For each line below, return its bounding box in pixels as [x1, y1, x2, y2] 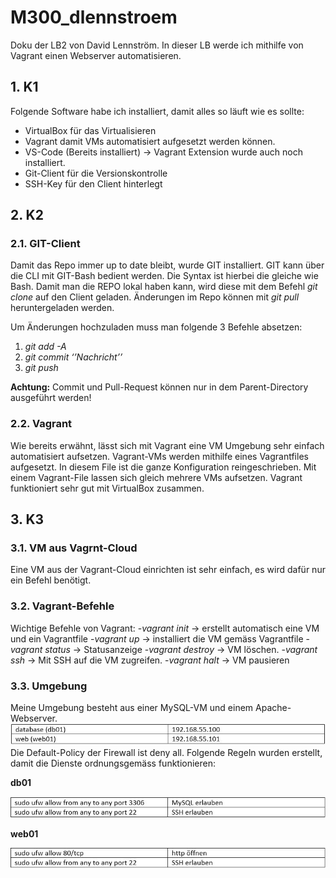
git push [24, 362, 59, 374]
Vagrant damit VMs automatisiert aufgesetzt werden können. [24, 135, 276, 147]
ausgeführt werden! [10, 392, 92, 404]
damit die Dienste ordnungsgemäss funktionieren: [10, 757, 217, 770]
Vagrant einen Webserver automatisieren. [10, 49, 182, 61]
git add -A [24, 341, 67, 353]
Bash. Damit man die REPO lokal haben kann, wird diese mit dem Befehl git [10, 281, 318, 293]
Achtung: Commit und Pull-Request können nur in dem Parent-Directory [10, 381, 309, 393]
